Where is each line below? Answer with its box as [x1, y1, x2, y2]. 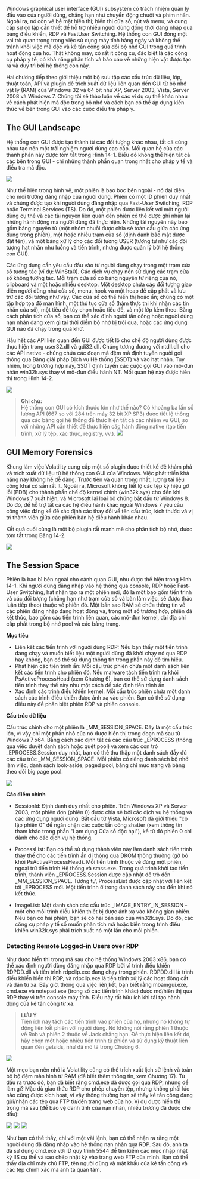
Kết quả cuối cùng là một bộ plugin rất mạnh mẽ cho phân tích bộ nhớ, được [6, 525, 193, 532]
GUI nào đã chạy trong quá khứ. [6, 325, 85, 332]
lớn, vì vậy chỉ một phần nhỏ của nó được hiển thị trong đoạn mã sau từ [6, 730, 180, 737]
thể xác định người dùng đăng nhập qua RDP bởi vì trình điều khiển [6, 962, 171, 969]
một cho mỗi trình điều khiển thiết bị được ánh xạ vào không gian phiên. [14, 908, 191, 915]
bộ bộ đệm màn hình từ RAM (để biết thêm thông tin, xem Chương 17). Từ [6, 1072, 186, 1079]
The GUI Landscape [6, 122, 81, 133]
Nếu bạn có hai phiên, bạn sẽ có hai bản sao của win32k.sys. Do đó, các [14, 915, 193, 922]
